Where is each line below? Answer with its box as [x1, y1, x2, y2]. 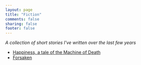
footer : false [5, 26, 35, 31]
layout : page [5, 7, 33, 12]
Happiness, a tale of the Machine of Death [12, 49, 101, 55]
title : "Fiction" [5, 12, 42, 17]
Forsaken [12, 54, 32, 60]
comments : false [5, 16, 39, 21]
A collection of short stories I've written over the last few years [5, 39, 136, 45]
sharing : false [5, 21, 37, 26]
